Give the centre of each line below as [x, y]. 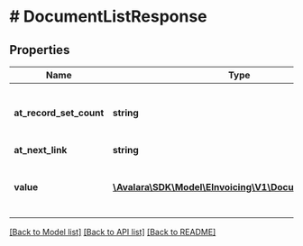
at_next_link [41, 150]
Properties [40, 50]
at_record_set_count [59, 113]
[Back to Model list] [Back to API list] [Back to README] [113, 232]
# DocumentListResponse [108, 17]
